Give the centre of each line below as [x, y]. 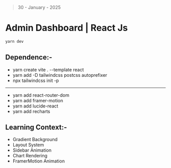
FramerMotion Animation [39, 161]
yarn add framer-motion [38, 100]
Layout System [28, 145]
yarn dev [15, 41]
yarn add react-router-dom [41, 95]
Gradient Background [35, 139]
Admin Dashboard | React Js [67, 28]
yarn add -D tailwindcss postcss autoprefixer [60, 75]
